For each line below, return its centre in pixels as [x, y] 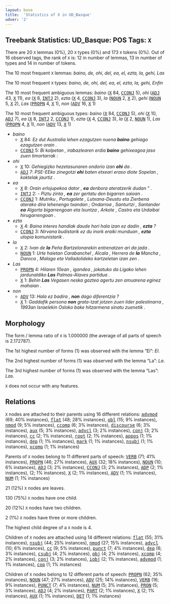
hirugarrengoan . [38, 215]
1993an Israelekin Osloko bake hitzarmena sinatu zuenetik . [83, 307]
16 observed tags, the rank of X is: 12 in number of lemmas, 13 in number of [84, 58]
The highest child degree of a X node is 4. [49, 527]
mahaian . [31, 286]
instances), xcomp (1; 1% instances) [42, 447]
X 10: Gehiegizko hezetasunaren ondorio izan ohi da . [76, 167]
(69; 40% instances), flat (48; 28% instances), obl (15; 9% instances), [81, 419]
